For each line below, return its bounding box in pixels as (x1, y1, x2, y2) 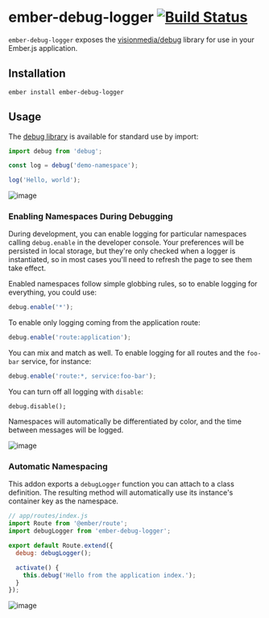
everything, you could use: (8, 287, 97, 298)
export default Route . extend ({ (8, 541, 114, 550)
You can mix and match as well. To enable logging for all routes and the (8, 348, 246, 358)
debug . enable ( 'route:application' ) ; (8, 333, 131, 342)
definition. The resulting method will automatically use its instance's (8, 488, 234, 498)
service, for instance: (21, 357, 92, 366)
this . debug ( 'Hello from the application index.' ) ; (23, 571, 197, 579)
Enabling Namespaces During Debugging (8, 211, 173, 222)
